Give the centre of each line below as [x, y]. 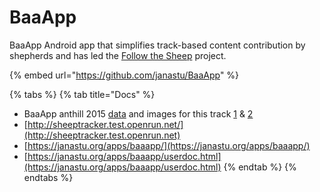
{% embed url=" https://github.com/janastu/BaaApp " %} [124, 75]
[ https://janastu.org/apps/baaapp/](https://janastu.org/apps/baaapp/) [167, 145]
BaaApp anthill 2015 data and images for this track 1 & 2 [138, 113]
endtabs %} [48, 177]
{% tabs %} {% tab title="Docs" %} [82, 94]
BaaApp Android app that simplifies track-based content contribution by [157, 45]
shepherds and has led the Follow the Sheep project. [118, 55]
